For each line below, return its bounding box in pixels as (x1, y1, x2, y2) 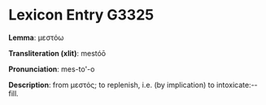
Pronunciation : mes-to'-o (8, 63, 95, 74)
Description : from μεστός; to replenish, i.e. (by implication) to (8, 80, 216, 90)
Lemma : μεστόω (8, 33, 64, 42)
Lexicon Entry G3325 (8, 6, 155, 24)
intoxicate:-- (216, 80, 258, 90)
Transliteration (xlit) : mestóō (8, 48, 107, 58)
